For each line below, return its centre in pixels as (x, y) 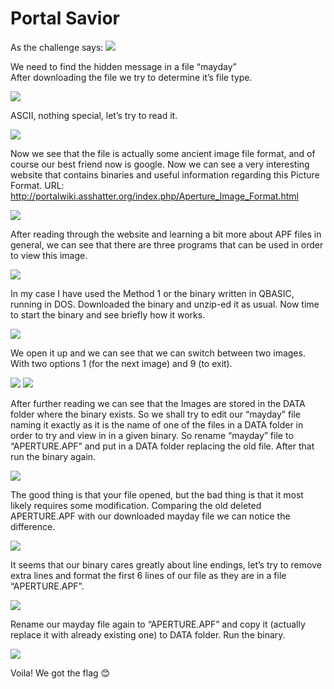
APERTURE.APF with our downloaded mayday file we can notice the (150, 516)
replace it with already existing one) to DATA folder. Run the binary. (148, 634)
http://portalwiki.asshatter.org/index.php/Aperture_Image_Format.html (154, 196)
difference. (33, 526)
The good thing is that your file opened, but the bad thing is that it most (157, 494)
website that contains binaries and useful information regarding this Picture (165, 174)
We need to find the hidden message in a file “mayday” (123, 66)
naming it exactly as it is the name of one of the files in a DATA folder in (157, 424)
